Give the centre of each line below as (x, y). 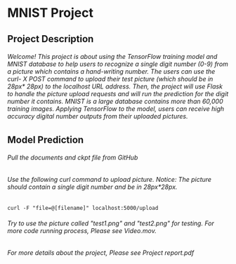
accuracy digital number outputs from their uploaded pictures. (98, 117)
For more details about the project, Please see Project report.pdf (101, 252)
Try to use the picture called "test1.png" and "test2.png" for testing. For (111, 223)
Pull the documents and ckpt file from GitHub (73, 158)
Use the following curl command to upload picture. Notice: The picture (110, 179)
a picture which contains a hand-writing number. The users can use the (111, 72)
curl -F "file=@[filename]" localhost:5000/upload (83, 208)
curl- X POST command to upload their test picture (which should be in (110, 79)
